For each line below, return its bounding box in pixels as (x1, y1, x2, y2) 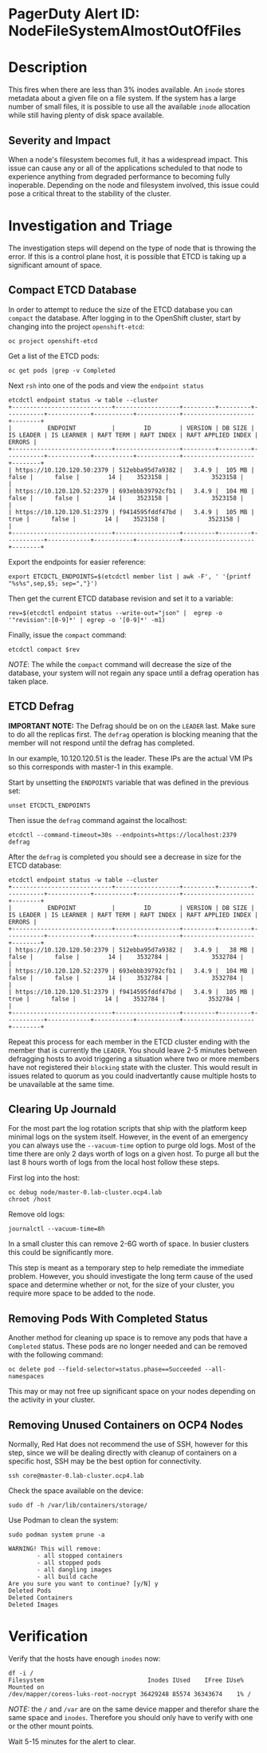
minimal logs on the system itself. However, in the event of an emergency (8, 1132, 249, 1142)
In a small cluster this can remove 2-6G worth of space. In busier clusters (8, 1239, 249, 1248)
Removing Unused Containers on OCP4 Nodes (8, 1418, 244, 1432)
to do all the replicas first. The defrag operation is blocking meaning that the (8, 729, 258, 739)
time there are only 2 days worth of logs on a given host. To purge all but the (8, 1149, 260, 1159)
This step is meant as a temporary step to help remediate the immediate (8, 1263, 245, 1272)
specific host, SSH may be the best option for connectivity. (8, 1456, 202, 1466)
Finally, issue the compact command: (8, 629, 128, 640)
